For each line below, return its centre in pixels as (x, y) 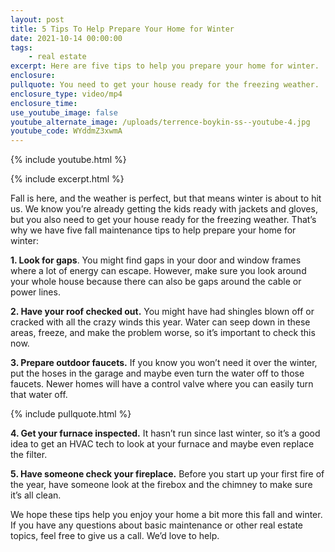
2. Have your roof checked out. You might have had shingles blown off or (162, 312)
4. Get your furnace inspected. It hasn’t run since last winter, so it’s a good (165, 433)
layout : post (37, 19)
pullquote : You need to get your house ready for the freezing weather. (165, 85)
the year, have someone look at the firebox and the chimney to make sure (161, 485)
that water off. (39, 395)
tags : (21, 47)
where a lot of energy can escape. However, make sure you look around (158, 271)
